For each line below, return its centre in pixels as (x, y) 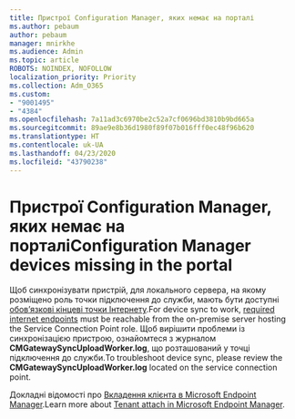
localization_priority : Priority (73, 77)
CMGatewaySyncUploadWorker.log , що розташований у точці (130, 348)
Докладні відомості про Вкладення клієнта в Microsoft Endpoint (133, 395)
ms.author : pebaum (44, 26)
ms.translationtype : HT (55, 137)
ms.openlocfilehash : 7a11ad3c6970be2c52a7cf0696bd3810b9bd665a (132, 119)
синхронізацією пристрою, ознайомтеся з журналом (113, 339)
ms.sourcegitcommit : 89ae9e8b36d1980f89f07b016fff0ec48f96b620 (132, 128)
